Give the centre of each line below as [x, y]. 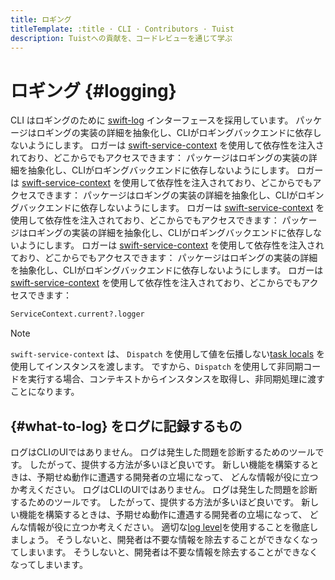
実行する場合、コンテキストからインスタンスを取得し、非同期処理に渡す [176, 379]
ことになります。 [45, 392]
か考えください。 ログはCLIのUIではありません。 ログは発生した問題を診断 [164, 489]
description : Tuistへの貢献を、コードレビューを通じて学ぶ [121, 38]
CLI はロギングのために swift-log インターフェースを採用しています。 [152, 120]
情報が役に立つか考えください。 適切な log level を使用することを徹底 [168, 527]
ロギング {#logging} [93, 90]
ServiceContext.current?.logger [77, 314]
